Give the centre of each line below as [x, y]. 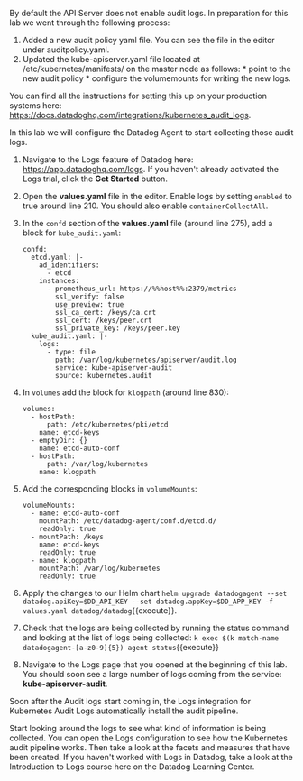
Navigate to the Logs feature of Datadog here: [108, 160]
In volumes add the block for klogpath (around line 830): [126, 392]
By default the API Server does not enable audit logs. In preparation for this [149, 13]
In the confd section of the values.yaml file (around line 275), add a [147, 223]
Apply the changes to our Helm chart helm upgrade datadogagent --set [155, 593]
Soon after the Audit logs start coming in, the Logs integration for [130, 701]
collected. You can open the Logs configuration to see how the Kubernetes [149, 738]
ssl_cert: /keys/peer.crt [104, 320]
